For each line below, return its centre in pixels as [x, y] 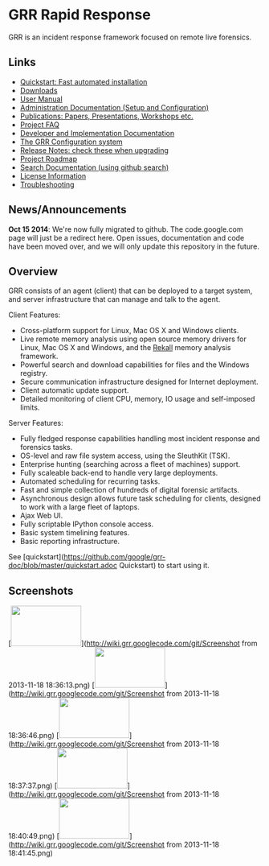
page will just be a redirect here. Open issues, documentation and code [126, 237]
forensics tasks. [46, 447]
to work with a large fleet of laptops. [80, 507]
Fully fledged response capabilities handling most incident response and [140, 439]
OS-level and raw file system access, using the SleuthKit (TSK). [125, 456]
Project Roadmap [49, 159]
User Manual [41, 99]
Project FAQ [40, 124]
